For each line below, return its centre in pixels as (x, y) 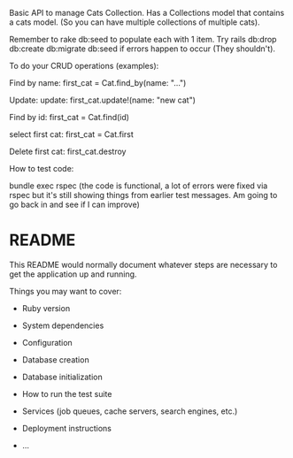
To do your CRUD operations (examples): (84, 66)
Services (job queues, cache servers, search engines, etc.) (130, 411)
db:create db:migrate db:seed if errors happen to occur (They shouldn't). (143, 49)
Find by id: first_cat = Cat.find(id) (69, 117)
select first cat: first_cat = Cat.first (72, 134)
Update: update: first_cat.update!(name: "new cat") (103, 100)
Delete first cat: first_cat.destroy (68, 151)
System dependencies (63, 325)
